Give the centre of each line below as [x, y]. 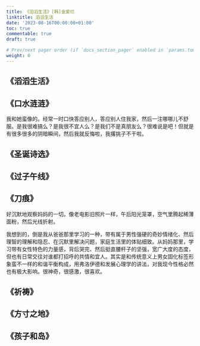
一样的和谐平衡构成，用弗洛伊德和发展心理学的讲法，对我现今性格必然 [108, 264]
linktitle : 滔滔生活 [30, 17]
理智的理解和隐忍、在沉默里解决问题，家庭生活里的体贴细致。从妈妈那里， [97, 241]
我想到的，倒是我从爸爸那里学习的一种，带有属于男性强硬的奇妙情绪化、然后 [100, 234]
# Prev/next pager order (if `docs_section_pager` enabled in [85, 50]
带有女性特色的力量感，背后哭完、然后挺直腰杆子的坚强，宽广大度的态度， [102, 249]
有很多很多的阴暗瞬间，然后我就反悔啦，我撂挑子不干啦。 [76, 133]
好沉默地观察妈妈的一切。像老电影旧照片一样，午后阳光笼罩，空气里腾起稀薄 [100, 214]
